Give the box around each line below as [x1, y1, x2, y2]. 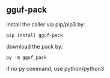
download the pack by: [6, 43, 63, 50]
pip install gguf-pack [6, 32, 63, 38]
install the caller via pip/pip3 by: [6, 20, 85, 28]
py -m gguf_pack [6, 54, 47, 61]
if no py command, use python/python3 [6, 65, 105, 72]
